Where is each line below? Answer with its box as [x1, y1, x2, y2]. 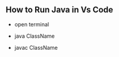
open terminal [14, 20, 50, 28]
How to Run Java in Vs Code [5, 5, 114, 15]
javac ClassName [14, 44, 58, 51]
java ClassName [14, 32, 55, 40]
